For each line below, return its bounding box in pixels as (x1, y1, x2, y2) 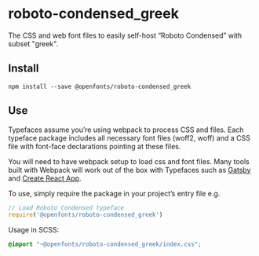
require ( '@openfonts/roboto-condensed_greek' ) (8, 211, 163, 219)
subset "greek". (8, 38, 59, 48)
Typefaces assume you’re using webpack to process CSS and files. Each (8, 125, 244, 134)
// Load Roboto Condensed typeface (8, 203, 125, 212)
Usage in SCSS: (8, 225, 60, 235)
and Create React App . (8, 174, 82, 183)
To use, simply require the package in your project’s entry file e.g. (8, 188, 221, 198)
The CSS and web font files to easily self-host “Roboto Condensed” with (8, 31, 243, 40)
